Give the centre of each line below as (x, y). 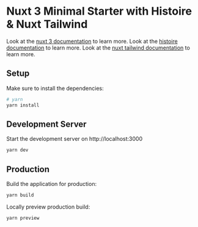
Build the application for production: (51, 184)
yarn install (23, 105)
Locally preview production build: (48, 207)
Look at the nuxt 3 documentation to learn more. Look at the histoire (92, 41)
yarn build (20, 195)
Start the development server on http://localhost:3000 (74, 139)
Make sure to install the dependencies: (55, 88)
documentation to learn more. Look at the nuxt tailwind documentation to (98, 48)
